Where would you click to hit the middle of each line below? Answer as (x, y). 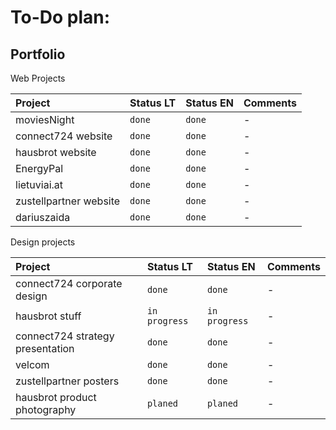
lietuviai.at (39, 184)
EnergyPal (39, 168)
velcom (32, 364)
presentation (45, 348)
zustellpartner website (68, 201)
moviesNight (45, 119)
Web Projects (38, 78)
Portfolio (38, 54)
